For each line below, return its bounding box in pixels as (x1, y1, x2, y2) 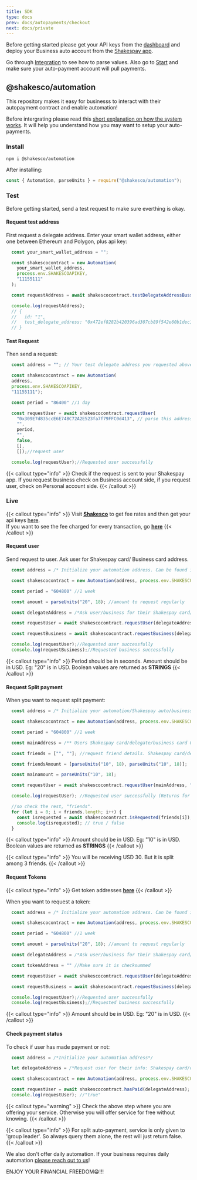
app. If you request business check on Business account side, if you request (6, 476, 191, 483)
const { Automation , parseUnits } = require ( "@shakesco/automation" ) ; (6, 178, 182, 184)
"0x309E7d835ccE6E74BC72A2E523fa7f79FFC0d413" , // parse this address (16, 416, 193, 421)
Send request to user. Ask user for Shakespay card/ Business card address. (6, 556, 189, 563)
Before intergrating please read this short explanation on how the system (6, 115, 182, 122)
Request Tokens (6, 873, 47, 880)
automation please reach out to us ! (6, 1156, 90, 1164)
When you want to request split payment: (6, 697, 106, 704)
